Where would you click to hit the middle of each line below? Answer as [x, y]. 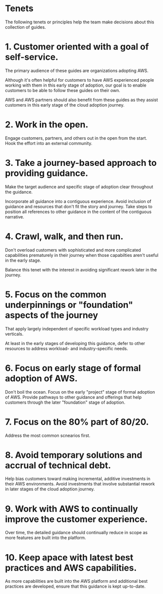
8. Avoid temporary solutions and [74, 455]
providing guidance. [47, 173]
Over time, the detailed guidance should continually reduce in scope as [76, 533]
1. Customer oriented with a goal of [77, 47]
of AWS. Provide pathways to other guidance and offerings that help [73, 397]
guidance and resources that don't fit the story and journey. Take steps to [79, 206]
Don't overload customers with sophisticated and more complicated [73, 250]
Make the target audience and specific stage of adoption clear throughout [79, 187]
